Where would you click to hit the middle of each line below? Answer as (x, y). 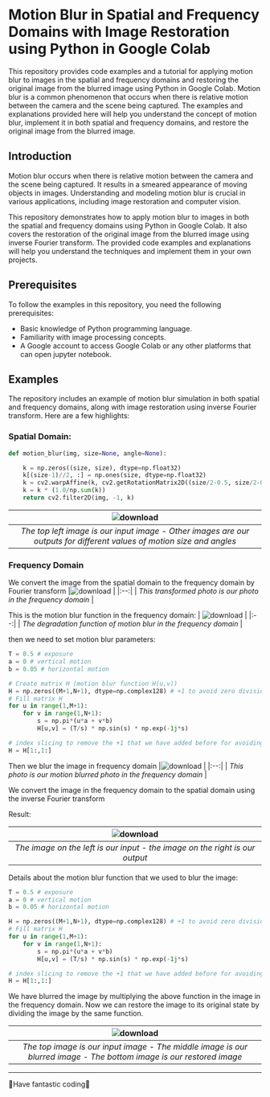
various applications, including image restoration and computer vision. (125, 201)
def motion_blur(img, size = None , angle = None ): (88, 453)
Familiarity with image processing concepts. (93, 337)
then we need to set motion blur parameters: (82, 639)
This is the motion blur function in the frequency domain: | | (128, 615)
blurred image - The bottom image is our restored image (135, 1057)
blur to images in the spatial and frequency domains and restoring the (124, 80)
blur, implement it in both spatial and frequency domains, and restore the (129, 122)
